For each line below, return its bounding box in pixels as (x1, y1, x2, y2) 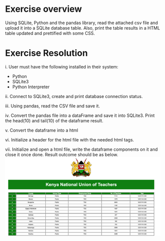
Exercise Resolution (5, 48, 88, 59)
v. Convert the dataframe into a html (5, 127, 79, 133)
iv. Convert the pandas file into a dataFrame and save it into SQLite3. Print (5, 112, 155, 118)
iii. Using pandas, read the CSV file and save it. (5, 103, 100, 109)
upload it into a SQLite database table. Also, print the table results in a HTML (5, 25, 160, 31)
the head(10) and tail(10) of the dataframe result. (5, 117, 103, 124)
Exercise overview (5, 3, 82, 15)
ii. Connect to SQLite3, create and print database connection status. (5, 93, 143, 99)
